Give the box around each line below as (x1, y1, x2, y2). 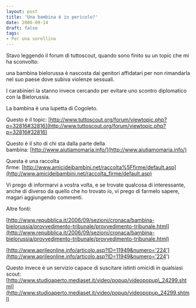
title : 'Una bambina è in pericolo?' (6, 14, 98, 20)
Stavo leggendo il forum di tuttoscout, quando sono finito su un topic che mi (6, 52, 189, 59)
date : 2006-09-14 (6, 19, 49, 25)
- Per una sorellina (6, 36, 57, 42)
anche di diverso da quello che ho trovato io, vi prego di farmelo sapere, (6, 188, 180, 194)
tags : (6, 31, 19, 36)
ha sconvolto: (6, 58, 39, 65)
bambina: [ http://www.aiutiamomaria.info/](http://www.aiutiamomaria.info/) (6, 146, 187, 153)
